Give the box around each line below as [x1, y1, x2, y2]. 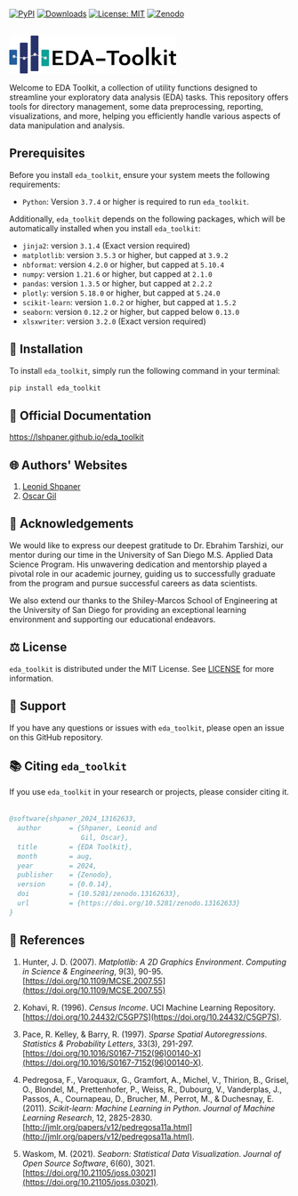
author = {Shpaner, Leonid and [17, 824, 157, 833]
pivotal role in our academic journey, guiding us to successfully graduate [9, 568, 276, 578]
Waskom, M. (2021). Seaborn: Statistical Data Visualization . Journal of [21, 1148, 282, 1159]
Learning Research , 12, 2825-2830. [21, 1112, 153, 1123]
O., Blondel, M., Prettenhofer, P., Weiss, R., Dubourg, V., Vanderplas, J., [21, 1084, 282, 1095]
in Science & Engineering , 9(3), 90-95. [21, 966, 164, 976]
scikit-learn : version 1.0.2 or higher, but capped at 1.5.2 [21, 296, 237, 307]
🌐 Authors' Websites [9, 457, 128, 473]
